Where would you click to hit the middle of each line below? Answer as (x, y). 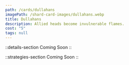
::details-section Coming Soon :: (38, 47)
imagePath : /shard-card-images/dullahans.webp (55, 14)
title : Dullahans (23, 19)
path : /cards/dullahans (30, 10)
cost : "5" (16, 28)
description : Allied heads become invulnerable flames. (65, 24)
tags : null (17, 33)
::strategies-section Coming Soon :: (42, 57)
